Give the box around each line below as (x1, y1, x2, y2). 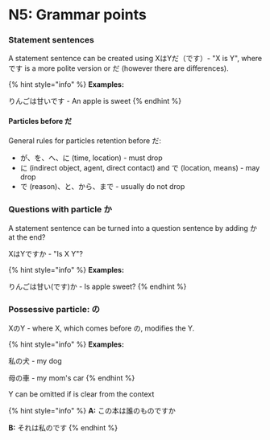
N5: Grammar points (8, 6, 147, 24)
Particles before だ (8, 117, 73, 126)
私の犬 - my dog (8, 356, 62, 366)
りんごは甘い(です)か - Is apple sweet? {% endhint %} (8, 282, 187, 291)
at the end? (8, 232, 46, 242)
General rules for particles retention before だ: (8, 135, 161, 146)
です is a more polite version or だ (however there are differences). (8, 64, 229, 73)
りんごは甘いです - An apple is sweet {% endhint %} (8, 97, 182, 106)
